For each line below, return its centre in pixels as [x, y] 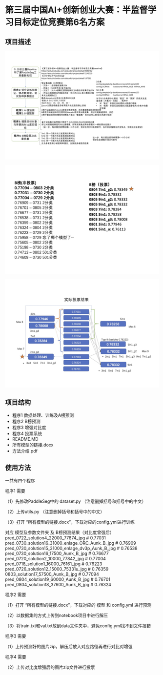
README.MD [25, 439]
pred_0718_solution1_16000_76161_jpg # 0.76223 [54, 564]
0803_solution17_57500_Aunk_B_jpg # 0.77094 [52, 574]
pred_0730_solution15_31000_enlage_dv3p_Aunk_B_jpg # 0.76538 [71, 548]
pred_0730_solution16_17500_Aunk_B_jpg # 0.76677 [57, 553]
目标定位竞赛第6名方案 [59, 22]
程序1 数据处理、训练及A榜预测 [43, 415]
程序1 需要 [15, 491]
